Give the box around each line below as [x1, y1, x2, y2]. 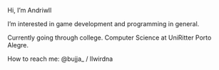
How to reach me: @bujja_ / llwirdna [7, 54, 113, 63]
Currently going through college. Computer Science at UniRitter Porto [7, 33, 212, 42]
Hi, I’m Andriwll [7, 6, 52, 14]
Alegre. [7, 41, 29, 49]
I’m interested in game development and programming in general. [7, 20, 200, 28]
